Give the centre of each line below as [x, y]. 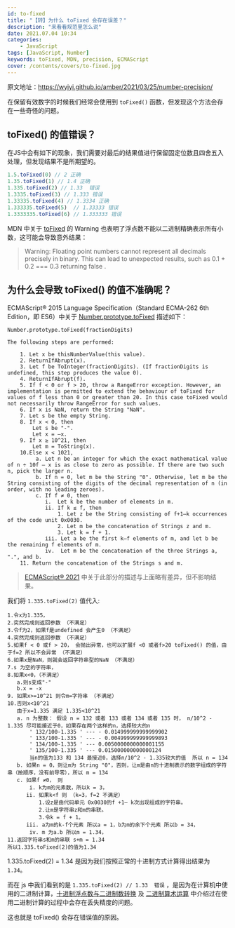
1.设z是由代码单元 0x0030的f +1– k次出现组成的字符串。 [112, 803]
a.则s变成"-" [34, 682]
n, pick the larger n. [40, 471]
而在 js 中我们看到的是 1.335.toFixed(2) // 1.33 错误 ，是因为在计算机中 [115, 885]
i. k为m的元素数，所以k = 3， [68, 788]
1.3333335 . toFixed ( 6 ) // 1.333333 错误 [65, 214]
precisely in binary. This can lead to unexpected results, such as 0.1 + [125, 258]
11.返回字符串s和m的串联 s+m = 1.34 [56, 840]
